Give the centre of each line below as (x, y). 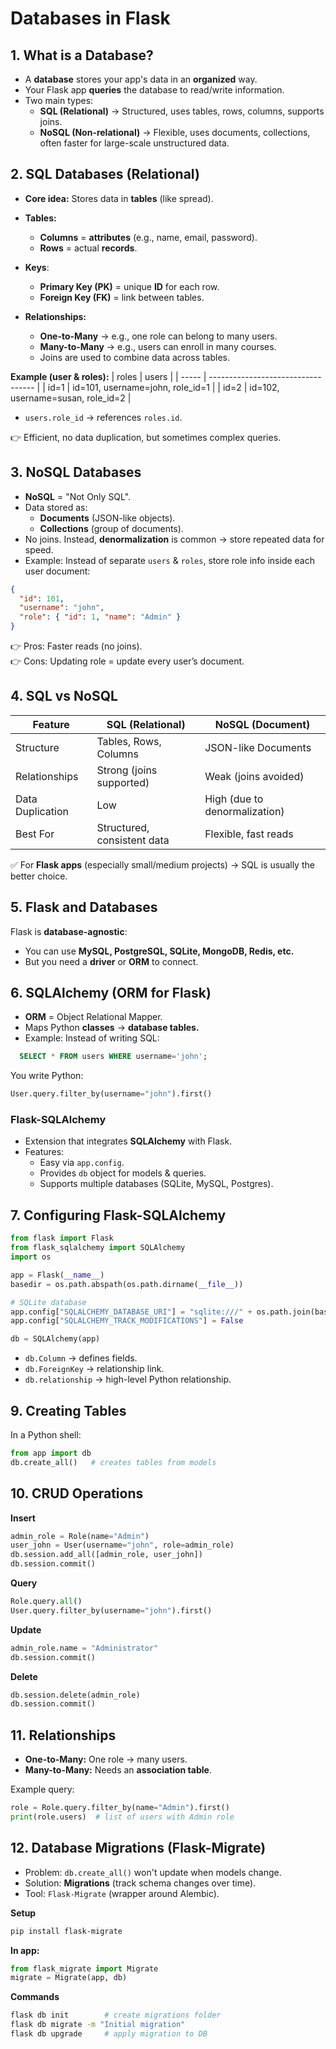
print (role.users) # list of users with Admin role (122, 1817)
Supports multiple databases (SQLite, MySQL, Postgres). (156, 1184)
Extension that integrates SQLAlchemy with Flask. (128, 1141)
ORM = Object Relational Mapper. (93, 1017)
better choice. (39, 876)
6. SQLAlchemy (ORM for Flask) (111, 993)
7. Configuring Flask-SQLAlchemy (118, 1215)
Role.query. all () (46, 1602)
